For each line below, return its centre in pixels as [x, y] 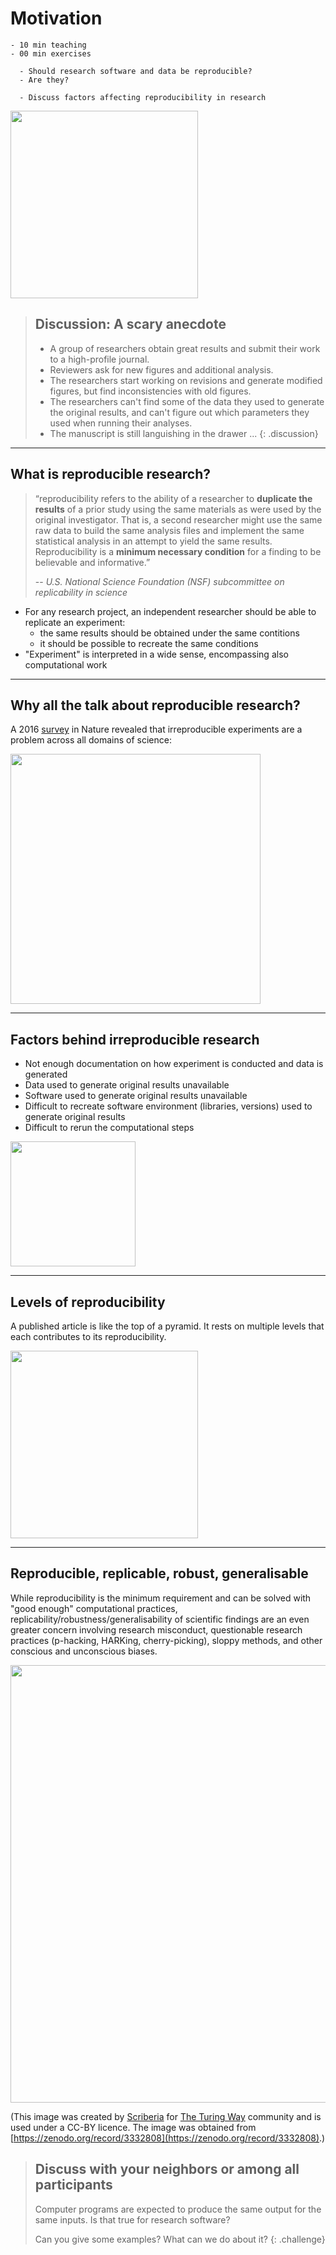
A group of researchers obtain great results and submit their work [185, 348]
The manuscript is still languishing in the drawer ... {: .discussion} [184, 433]
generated [46, 1074]
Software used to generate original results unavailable [136, 1096]
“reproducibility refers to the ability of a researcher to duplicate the [173, 498]
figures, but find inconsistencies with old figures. [150, 391]
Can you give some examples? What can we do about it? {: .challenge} [180, 2239]
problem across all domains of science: [91, 740]
